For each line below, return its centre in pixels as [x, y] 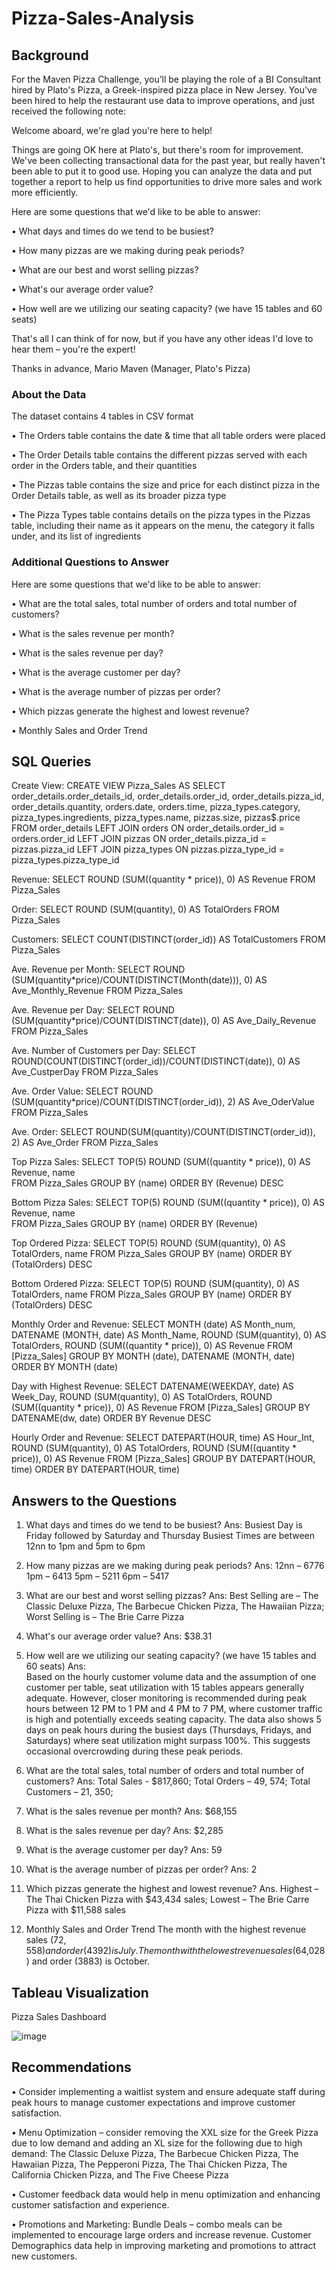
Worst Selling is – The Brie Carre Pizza [105, 1617]
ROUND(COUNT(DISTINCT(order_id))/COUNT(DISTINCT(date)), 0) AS [156, 1061]
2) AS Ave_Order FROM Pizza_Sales [85, 1143]
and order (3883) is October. [91, 1961]
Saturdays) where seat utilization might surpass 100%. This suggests [168, 1741]
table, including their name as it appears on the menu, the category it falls [163, 526]
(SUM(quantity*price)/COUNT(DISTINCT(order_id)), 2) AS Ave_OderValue [163, 1102]
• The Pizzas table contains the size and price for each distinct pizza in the [166, 485]
